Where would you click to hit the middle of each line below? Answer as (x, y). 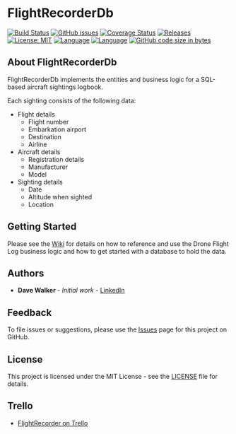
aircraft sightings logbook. (65, 87)
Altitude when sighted (60, 197)
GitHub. (18, 337)
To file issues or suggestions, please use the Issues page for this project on (117, 329)
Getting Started (42, 227)
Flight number (48, 122)
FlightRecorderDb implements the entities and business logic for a (104, 79)
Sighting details (40, 182)
